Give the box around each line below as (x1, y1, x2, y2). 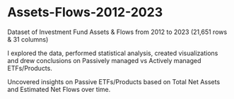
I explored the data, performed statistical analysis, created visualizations (7, 49, 218, 57)
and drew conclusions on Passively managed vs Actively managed (7, 56, 201, 64)
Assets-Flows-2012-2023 (7, 4, 163, 21)
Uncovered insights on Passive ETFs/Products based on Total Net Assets (7, 77, 221, 86)
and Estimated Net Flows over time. (7, 85, 111, 93)
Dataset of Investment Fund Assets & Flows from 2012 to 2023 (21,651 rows (7, 28, 228, 36)
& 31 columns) (7, 35, 49, 43)
